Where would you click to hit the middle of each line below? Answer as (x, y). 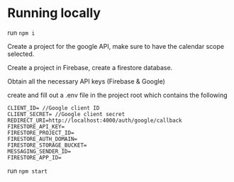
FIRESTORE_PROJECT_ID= (41, 132)
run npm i (21, 33)
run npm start (28, 171)
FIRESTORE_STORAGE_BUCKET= (47, 145)
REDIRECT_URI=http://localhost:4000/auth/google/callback (95, 120)
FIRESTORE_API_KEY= (36, 126)
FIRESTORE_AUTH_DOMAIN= (43, 139)
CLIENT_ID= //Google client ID (54, 108)
